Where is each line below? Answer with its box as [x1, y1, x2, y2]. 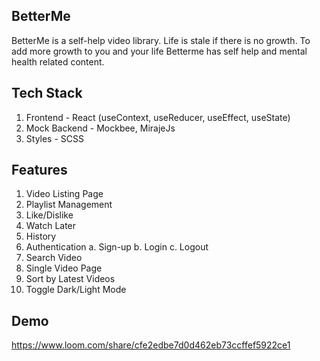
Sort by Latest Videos [25, 273, 116, 285]
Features [11, 162, 68, 179]
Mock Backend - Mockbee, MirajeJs [25, 122, 176, 134]
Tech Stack [11, 85, 83, 102]
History [25, 230, 57, 243]
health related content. [11, 55, 105, 68]
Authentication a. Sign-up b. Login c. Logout [25, 241, 209, 253]
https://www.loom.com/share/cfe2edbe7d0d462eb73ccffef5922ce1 [11, 339, 291, 351]
